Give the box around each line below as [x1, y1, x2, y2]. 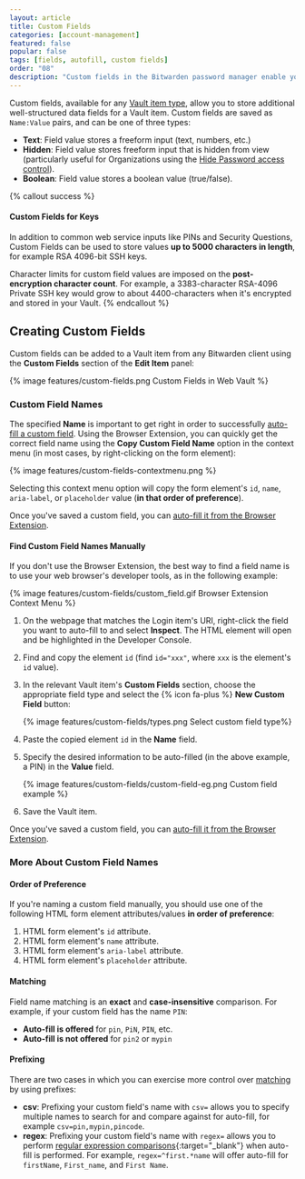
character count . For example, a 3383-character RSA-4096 [54, 278, 279, 289]
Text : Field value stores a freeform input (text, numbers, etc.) [22, 134, 251, 145]
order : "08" [9, 65, 54, 74]
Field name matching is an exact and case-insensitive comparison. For [9, 996, 278, 1007]
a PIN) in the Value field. [22, 761, 114, 773]
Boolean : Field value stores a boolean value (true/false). [22, 173, 233, 184]
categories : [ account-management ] [9, 30, 141, 39]
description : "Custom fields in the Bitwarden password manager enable [9, 73, 286, 82]
